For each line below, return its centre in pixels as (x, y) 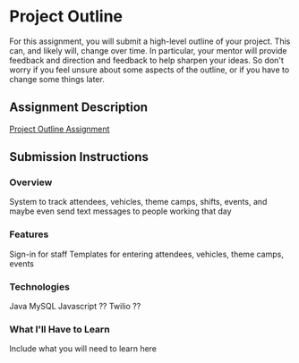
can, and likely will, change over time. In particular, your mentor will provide (149, 50)
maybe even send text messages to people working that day (120, 211)
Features (29, 234)
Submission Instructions (79, 157)
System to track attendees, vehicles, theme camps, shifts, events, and (138, 202)
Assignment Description (79, 108)
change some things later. (57, 79)
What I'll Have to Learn (60, 329)
